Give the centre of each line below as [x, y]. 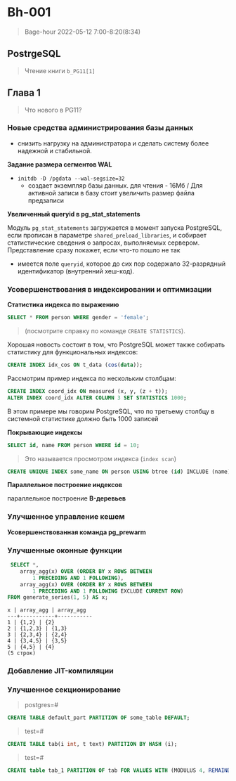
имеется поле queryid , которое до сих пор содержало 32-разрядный [122, 264]
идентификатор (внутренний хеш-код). [76, 271]
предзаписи [46, 200]
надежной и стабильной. [55, 150]
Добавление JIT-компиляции [60, 671]
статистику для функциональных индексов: [73, 352]
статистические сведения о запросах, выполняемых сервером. [104, 243]
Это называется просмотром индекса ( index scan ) [100, 458]
